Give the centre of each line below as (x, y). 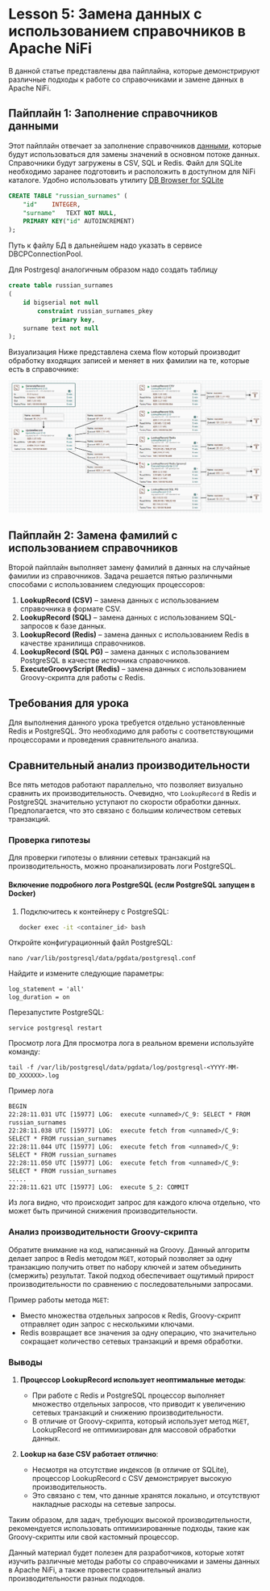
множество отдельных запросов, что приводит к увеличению (139, 1404)
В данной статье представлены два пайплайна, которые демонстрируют (134, 70)
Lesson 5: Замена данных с (106, 14)
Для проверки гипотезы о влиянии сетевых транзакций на (110, 857)
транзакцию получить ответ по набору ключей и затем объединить (125, 1267)
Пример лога (31, 1091)
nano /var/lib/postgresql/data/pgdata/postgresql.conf (102, 958)
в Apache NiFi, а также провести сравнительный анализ (105, 1570)
